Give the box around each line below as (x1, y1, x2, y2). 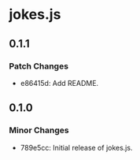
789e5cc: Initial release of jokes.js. (20, 143, 133, 152)
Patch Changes (9, 61, 69, 72)
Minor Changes (9, 125, 69, 136)
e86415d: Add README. (20, 78, 99, 87)
